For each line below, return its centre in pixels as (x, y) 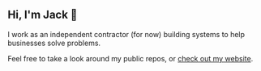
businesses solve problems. (54, 43)
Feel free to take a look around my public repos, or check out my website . (130, 58)
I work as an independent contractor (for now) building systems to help (126, 34)
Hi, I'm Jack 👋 (43, 15)
